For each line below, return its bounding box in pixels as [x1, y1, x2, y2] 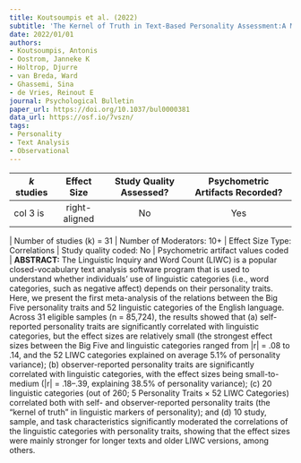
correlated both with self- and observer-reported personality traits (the [9, 397, 271, 407]
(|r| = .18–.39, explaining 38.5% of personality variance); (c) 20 [40, 378, 272, 389]
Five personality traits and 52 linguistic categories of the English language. [9, 302, 285, 313]
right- [65, 201, 92, 213]
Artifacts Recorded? [194, 185, 283, 198]
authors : [9, 38, 42, 47]
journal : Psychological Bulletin [9, 96, 134, 106]
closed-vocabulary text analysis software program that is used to [9, 263, 250, 274]
